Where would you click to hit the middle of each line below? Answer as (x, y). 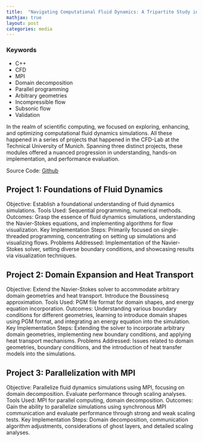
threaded (18, 236)
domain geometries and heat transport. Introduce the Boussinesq (88, 296)
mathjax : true (24, 18)
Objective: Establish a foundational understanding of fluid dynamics (91, 204)
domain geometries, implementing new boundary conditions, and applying (99, 335)
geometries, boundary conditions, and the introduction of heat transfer (94, 347)
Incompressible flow (40, 102)
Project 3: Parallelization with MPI (71, 373)
